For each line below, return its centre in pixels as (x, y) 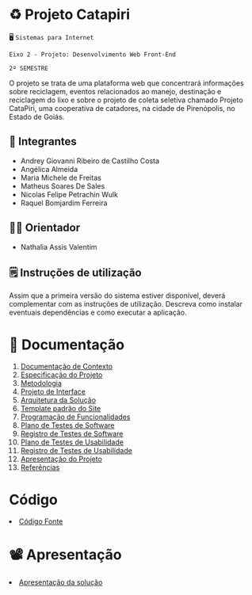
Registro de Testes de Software (72, 434)
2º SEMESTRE (29, 68)
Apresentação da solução (61, 582)
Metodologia (41, 383)
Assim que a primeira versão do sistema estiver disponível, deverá (117, 296)
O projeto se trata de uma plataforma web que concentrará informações (126, 83)
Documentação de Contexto (67, 367)
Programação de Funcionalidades (75, 417)
